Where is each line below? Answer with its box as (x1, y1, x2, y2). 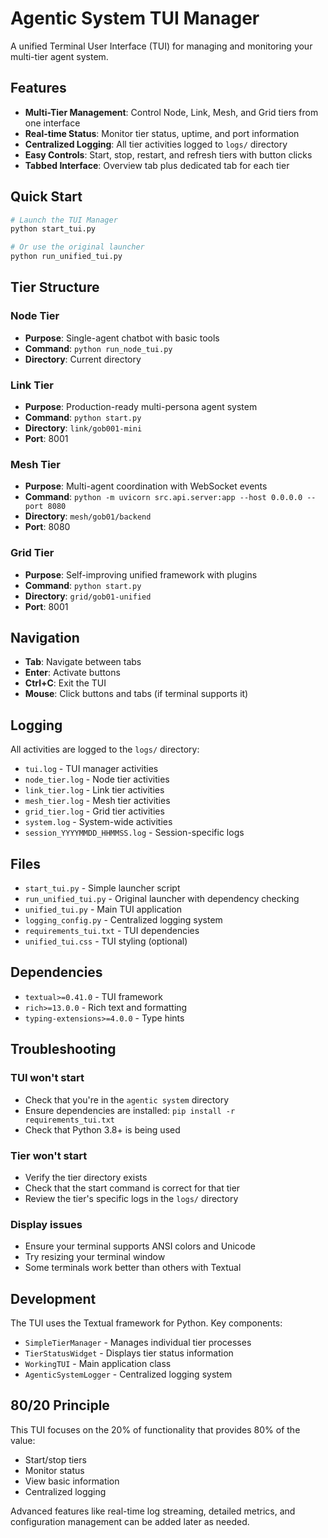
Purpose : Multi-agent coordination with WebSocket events (24, 480, 268, 492)
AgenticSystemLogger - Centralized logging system (24, 1368, 233, 1380)
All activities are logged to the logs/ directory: (10, 743, 200, 756)
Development (10, 1290, 97, 1307)
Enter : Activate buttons (24, 667, 121, 679)
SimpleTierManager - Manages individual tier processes (24, 1336, 252, 1348)
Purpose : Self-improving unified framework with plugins (24, 568, 258, 581)
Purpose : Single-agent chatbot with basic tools (24, 332, 220, 344)
